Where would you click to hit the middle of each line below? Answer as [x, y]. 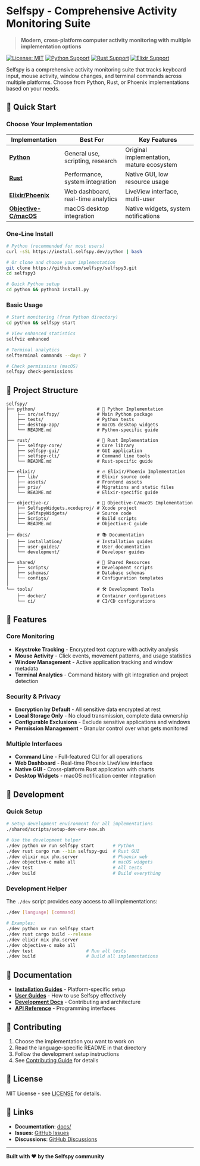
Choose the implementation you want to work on [74, 1041]
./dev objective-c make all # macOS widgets [79, 862]
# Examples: [21, 923]
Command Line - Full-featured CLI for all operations [79, 757]
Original [136, 149]
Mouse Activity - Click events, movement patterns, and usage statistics [103, 656]
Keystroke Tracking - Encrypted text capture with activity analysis [96, 649]
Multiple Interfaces [34, 744]
